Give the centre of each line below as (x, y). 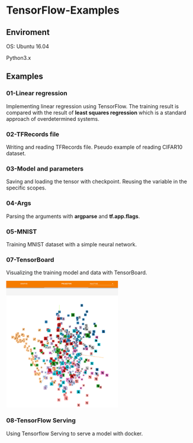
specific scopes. (26, 188)
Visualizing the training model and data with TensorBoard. (77, 272)
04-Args (19, 203)
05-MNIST (22, 232)
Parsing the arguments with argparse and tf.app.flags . (73, 216)
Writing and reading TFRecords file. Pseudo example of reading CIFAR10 (94, 147)
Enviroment (28, 32)
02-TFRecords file (33, 134)
